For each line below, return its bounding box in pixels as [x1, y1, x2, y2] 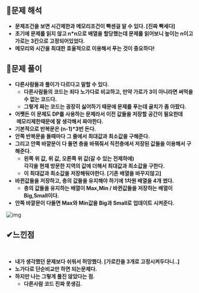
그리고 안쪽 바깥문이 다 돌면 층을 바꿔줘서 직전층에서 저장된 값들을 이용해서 [14, 140, 185, 147]
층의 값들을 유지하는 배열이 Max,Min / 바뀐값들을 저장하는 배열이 [23, 184, 173, 192]
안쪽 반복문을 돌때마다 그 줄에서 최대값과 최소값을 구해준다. [14, 132, 150, 139]
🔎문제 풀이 [6, 64, 43, 74]
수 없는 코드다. [23, 95, 58, 103]
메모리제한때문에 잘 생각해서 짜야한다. [16, 117, 104, 125]
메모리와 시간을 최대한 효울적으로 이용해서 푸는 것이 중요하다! [14, 44, 155, 52]
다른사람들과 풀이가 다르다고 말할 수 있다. [14, 81, 109, 88]
